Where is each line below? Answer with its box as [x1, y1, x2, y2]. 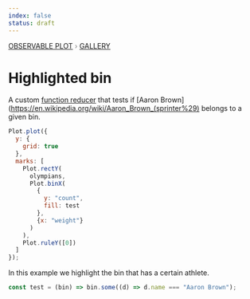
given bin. [8, 112, 41, 122]
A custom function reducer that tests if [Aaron [8, 95, 159, 104]
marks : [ [15, 157, 45, 165]
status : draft [8, 19, 56, 27]
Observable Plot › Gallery [8, 41, 111, 50]
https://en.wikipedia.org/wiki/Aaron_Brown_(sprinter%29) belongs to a [10, 104, 243, 113]
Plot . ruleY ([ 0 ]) [22, 238, 77, 247]
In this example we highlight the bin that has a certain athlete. [8, 268, 209, 277]
